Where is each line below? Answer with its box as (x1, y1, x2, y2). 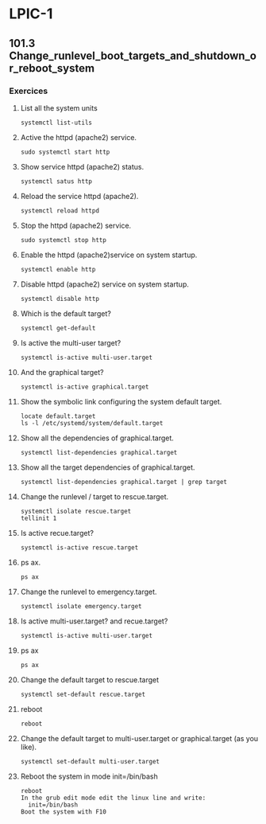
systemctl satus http (20, 177, 92, 185)
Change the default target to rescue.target (20, 674, 160, 685)
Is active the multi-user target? (20, 338, 121, 347)
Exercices (9, 85, 48, 96)
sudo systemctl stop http (20, 236, 106, 244)
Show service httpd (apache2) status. (20, 162, 145, 171)
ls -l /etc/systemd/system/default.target (20, 419, 164, 427)
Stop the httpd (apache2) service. (20, 221, 132, 230)
